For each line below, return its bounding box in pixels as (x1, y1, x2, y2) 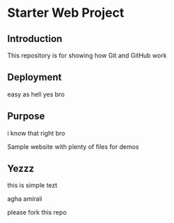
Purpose (7, 110, 45, 122)
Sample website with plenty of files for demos (7, 142, 140, 151)
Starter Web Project (7, 5, 124, 21)
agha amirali (7, 194, 43, 203)
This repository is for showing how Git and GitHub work (7, 51, 167, 59)
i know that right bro (7, 129, 66, 137)
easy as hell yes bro (7, 89, 65, 99)
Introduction (7, 33, 63, 45)
